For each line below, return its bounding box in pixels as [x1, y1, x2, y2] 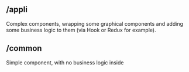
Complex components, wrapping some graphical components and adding [6, 20, 183, 27]
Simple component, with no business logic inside [6, 59, 124, 66]
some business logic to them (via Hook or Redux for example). [6, 26, 156, 33]
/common [6, 43, 42, 53]
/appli [6, 5, 28, 15]
